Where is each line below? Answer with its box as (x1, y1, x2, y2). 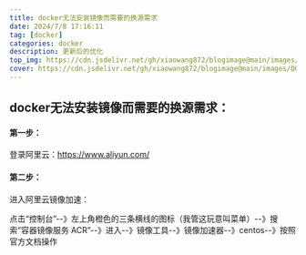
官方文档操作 (9, 236, 57, 247)
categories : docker (9, 38, 84, 48)
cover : (9, 65, 35, 74)
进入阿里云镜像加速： (9, 193, 89, 205)
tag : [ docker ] (9, 30, 64, 39)
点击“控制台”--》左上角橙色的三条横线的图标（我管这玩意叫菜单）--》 (9, 213, 270, 224)
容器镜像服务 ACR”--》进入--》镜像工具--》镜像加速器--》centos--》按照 (21, 224, 296, 235)
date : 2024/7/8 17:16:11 (9, 22, 104, 31)
